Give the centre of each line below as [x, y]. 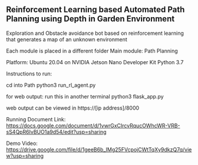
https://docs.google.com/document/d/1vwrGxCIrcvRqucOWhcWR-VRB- [93, 126]
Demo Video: [22, 143]
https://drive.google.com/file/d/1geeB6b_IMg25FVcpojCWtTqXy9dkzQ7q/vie [99, 149]
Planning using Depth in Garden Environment [90, 19]
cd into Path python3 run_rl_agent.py [51, 85]
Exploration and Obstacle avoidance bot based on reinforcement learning [95, 33]
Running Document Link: [36, 119]
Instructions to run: [29, 74]
